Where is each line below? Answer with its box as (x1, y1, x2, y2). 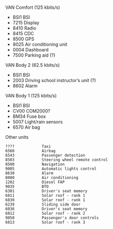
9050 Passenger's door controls (5, 215, 99, 220)
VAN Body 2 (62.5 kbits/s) (5, 62, 60, 68)
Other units (5, 134, 29, 140)
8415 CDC (12, 31, 34, 36)
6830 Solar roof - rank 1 (5, 197, 86, 202)
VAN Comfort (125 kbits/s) (5, 5, 60, 10)
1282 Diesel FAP (5, 180, 65, 185)
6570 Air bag (12, 124, 40, 130)
